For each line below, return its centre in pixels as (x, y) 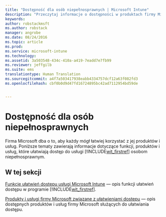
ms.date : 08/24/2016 (26, 38)
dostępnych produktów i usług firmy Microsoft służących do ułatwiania (77, 204)
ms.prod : (14, 47)
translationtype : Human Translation (43, 74)
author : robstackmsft (27, 24)
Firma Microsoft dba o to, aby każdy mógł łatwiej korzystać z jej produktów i (83, 141)
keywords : (15, 19)
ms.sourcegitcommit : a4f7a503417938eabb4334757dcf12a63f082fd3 (72, 79)
